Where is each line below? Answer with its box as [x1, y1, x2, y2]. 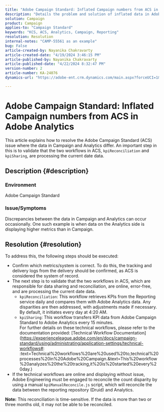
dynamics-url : [5, 75, 34, 80]
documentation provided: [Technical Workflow [19, 330, 113, 336]
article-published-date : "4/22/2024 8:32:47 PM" [5, 61, 106, 66]
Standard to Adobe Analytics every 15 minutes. [19, 320, 114, 326]
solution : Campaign [5, 16, 45, 21]
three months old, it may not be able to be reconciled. [5, 402, 113, 408]
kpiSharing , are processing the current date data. [5, 153, 104, 158]
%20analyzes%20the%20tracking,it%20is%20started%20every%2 [19, 361, 157, 367]
